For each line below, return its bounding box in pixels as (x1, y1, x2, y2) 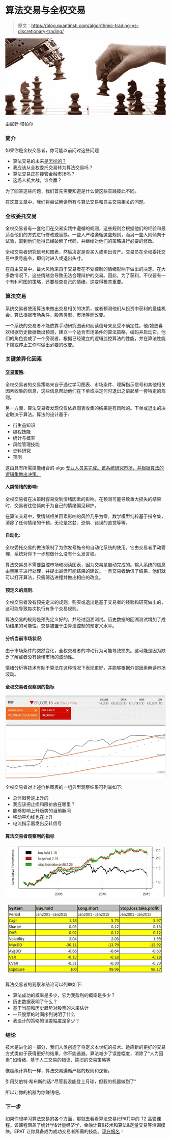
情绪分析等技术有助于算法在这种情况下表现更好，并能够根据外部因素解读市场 (5, 665, 166, 671)
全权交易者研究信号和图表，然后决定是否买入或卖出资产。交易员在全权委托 (5, 249, 161, 255)
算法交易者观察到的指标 (5, 833, 54, 839)
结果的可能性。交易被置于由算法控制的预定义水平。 (9, 623, 117, 629)
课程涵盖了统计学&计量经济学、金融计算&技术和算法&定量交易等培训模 (18, 1122, 166, 1128)
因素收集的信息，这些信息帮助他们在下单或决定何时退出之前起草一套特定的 (5, 387, 161, 394)
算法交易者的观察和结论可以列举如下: (5, 981, 83, 987)
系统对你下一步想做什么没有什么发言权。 (14, 551, 99, 557)
